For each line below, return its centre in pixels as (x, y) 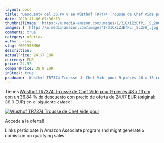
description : (18, 50)
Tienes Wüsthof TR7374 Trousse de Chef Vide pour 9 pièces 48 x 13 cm (78, 91)
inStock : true (20, 73)
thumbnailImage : (21, 23)
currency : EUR (20, 60)
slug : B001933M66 (23, 46)
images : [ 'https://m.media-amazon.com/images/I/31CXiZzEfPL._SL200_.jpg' (83, 28)
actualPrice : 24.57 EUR (29, 55)
